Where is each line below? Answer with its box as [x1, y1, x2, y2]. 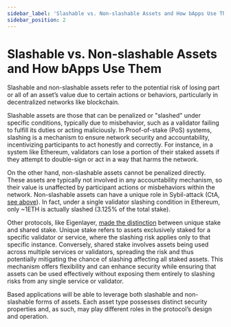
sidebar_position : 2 [7, 17, 67, 23]
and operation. [7, 313, 49, 321]
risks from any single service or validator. [7, 277, 124, 286]
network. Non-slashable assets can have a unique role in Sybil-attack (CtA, [7, 191, 220, 199]
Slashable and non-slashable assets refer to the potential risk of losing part [7, 83, 220, 92]
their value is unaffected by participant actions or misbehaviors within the [7, 183, 215, 191]
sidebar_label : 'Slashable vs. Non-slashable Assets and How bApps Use [7, 10, 217, 17]
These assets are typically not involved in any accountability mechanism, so [7, 176, 222, 184]
